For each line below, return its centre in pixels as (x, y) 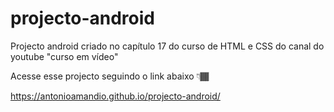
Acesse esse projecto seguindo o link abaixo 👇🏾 (110, 76)
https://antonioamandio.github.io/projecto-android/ (115, 96)
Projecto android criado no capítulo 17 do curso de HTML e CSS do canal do (167, 46)
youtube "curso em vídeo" (64, 56)
